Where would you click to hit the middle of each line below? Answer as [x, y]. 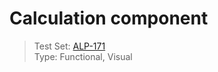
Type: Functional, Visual [83, 56]
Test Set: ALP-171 [69, 46]
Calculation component [109, 18]
